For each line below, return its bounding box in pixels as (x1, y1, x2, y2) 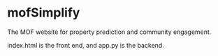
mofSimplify (7, 5, 80, 21)
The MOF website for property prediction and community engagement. (7, 28, 212, 36)
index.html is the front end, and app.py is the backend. (7, 41, 164, 49)
